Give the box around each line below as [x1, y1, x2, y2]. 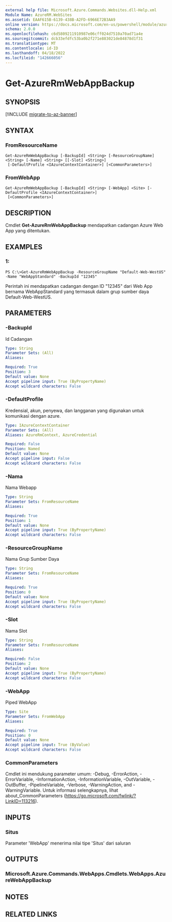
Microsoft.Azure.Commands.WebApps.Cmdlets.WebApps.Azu [5, 870, 166, 877]
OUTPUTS [5, 855, 38, 864]
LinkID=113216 [5, 798, 36, 805]
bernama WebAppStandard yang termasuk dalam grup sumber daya [5, 288, 149, 295]
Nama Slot [5, 627, 27, 634]
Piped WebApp [5, 699, 37, 705]
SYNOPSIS [5, 97, 40, 106]
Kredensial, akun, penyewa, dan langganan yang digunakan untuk [5, 407, 144, 414]
